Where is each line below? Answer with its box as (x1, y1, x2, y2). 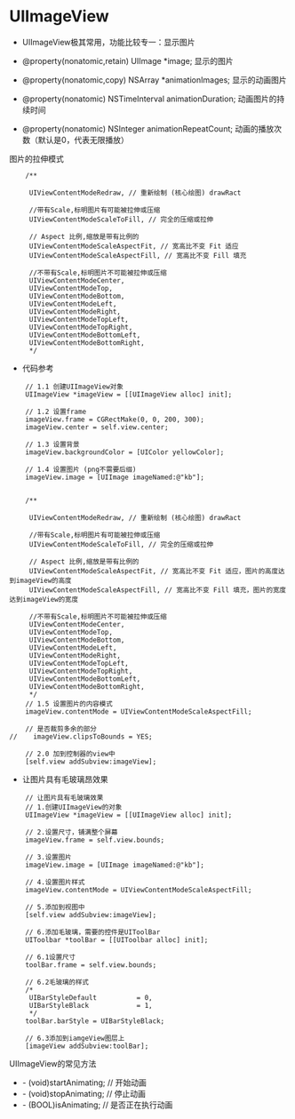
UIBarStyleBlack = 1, (28, 1001, 153, 1010)
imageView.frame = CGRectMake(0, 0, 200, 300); (25, 415, 204, 424)
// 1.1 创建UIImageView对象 (25, 382, 124, 391)
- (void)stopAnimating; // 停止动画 (21, 1088, 147, 1099)
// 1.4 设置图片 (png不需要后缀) (25, 465, 137, 474)
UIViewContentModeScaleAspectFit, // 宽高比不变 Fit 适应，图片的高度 (28, 566, 278, 575)
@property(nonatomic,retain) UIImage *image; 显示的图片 (21, 55, 234, 66)
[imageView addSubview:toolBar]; (25, 1042, 149, 1051)
